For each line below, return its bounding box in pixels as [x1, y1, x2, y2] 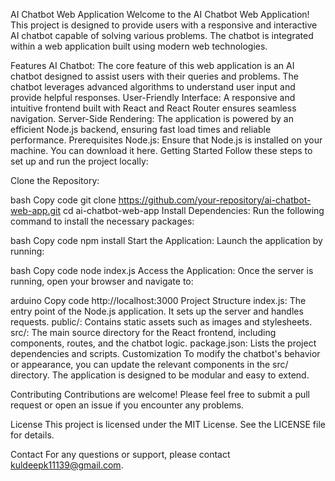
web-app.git [10, 205, 61, 216]
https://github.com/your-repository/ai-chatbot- [118, 194, 312, 206]
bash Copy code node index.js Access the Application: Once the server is [10, 265, 314, 276]
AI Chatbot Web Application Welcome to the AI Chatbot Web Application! [10, 9, 310, 20]
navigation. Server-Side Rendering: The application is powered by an [10, 113, 294, 124]
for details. [10, 429, 55, 441]
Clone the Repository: [10, 175, 100, 186]
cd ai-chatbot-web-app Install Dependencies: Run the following [62, 205, 325, 216]
